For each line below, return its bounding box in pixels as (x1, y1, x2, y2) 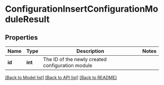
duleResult (5, 14, 50, 25)
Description (76, 48, 104, 54)
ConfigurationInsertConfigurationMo (5, 3, 159, 15)
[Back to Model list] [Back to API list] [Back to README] (5, 75, 117, 80)
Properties (5, 33, 38, 42)
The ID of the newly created (43, 56, 107, 63)
